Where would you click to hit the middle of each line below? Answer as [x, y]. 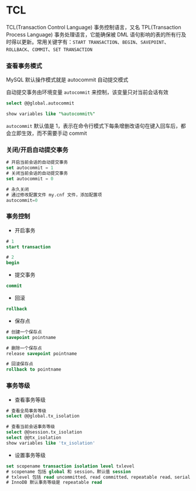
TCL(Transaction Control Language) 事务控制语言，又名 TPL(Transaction [94, 27]
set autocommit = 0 [30, 179]
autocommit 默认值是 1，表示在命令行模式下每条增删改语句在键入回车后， [94, 126]
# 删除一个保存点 [24, 348]
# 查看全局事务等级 [26, 411]
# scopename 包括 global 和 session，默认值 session [68, 472]
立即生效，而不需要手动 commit [49, 133]
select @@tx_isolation [34, 438]
